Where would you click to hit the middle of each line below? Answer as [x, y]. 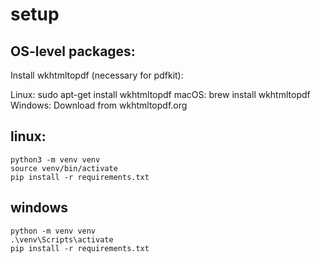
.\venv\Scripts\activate [62, 239]
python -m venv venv [53, 231]
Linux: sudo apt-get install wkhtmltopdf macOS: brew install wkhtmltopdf [160, 94]
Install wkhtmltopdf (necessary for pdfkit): [97, 75]
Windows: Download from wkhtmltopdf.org [99, 105]
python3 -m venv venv [55, 159]
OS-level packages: [73, 51]
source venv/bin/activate [64, 168]
